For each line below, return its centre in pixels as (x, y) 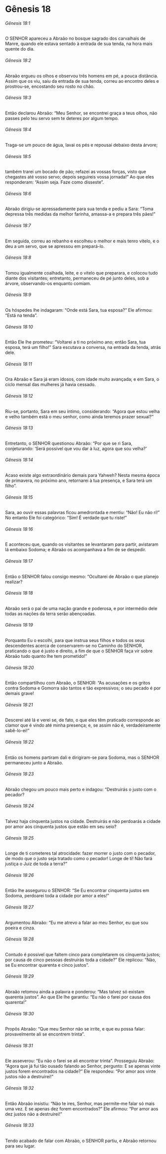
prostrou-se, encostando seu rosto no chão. (50, 86)
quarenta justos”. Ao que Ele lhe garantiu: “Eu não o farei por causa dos (78, 997)
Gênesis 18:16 (19, 529)
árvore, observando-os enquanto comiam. (48, 283)
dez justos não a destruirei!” (34, 1114)
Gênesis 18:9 (18, 295)
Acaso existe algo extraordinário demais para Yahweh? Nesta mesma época (83, 475)
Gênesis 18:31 (19, 1045)
